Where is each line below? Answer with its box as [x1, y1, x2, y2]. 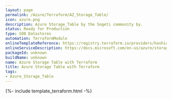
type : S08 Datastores [5, 31, 52, 36]
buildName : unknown [5, 55, 47, 60]
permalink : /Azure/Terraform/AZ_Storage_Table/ [5, 12, 109, 17]
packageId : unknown [5, 50, 47, 55]
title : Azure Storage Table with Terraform [5, 64, 100, 69]
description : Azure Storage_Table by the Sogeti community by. [5, 21, 143, 27]
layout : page [5, 7, 33, 13]
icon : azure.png [5, 17, 40, 22]
